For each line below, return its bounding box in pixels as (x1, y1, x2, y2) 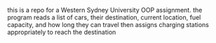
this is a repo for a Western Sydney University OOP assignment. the (7, 6, 203, 14)
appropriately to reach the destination (7, 28, 116, 36)
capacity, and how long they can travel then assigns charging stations (7, 21, 209, 28)
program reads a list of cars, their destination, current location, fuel (7, 13, 201, 21)
